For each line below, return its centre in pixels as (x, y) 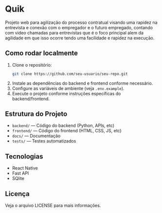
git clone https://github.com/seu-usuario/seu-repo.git (70, 74)
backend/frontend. (31, 99)
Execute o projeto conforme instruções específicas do (66, 93)
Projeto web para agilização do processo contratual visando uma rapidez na (81, 22)
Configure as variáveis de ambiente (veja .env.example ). (68, 88)
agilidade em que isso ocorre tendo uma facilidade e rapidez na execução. (80, 38)
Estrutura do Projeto (36, 114)
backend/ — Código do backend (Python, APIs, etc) (63, 125)
